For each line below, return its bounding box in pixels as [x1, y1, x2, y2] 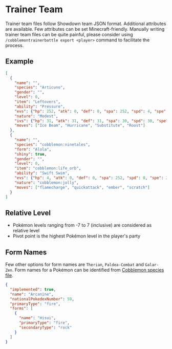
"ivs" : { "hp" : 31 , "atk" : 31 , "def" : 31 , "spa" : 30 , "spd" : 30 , [14, 118, 155, 123]
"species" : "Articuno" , [14, 85, 66, 90]
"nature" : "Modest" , [14, 114, 58, 119]
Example [5, 57, 34, 66]
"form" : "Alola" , [14, 147, 52, 152]
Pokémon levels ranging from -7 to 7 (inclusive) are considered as [12, 222, 152, 228]
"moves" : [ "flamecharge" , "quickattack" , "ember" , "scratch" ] [14, 185, 150, 190]
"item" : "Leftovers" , [14, 99, 60, 104]
